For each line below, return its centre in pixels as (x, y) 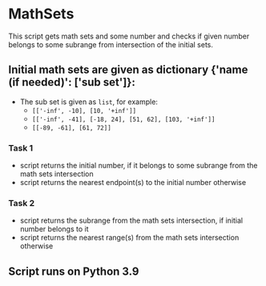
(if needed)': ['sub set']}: (72, 82)
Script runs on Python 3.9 (74, 271)
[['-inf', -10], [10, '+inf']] (84, 111)
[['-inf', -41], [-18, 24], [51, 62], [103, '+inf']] (123, 119)
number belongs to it (54, 229)
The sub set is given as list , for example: (89, 102)
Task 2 (22, 203)
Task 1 (21, 147)
